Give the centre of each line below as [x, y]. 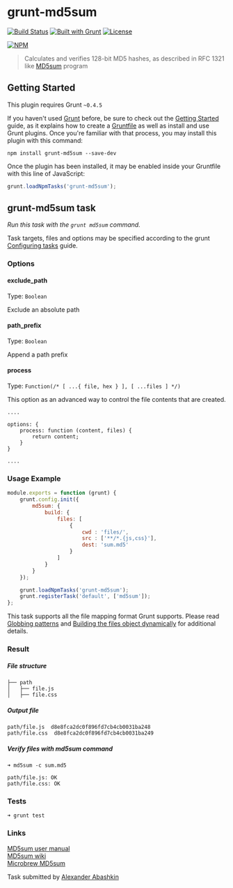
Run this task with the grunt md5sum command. [74, 225]
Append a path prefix [38, 354]
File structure [27, 665]
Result [18, 649]
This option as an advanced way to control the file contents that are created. [116, 399]
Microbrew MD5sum [37, 863]
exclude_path [27, 280]
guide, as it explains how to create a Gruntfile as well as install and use [109, 126]
